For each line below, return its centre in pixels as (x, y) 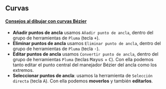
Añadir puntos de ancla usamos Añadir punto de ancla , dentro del (83, 32)
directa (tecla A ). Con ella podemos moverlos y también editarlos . (83, 81)
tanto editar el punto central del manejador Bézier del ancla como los (85, 65)
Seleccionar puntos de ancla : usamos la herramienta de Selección (83, 75)
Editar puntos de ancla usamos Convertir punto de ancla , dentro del (86, 54)
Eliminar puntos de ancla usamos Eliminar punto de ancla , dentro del (87, 43)
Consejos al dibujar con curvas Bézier (46, 21)
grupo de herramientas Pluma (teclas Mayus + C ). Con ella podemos (83, 59)
